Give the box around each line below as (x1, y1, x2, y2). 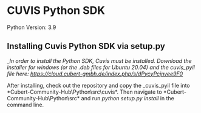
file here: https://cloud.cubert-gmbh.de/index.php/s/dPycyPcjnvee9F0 (7, 70, 183, 77)
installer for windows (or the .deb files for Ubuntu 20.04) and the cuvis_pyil (7, 63, 195, 71)
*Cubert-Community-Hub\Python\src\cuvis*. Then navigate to (7, 88, 163, 95)
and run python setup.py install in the (81, 94, 175, 102)
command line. (7, 101, 44, 108)
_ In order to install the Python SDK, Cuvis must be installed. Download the (7, 57, 192, 64)
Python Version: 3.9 (7, 24, 56, 31)
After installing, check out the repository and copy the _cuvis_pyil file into (7, 82, 190, 89)
